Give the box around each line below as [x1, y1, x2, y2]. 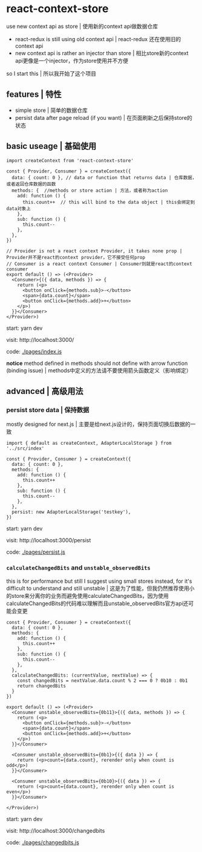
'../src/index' [6, 445, 45, 452]
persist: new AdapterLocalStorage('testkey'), [11, 509, 131, 516]
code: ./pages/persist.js [6, 548, 65, 555]
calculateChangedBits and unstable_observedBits [6, 563, 151, 572]
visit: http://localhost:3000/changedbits [6, 827, 105, 834]
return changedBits [17, 683, 67, 689]
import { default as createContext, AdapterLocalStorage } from [6, 441, 172, 447]
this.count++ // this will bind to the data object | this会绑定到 [22, 199, 195, 205]
